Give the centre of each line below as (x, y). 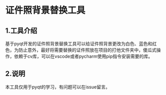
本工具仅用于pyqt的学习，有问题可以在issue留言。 (58, 87)
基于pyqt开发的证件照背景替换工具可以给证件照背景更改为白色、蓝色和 (79, 44)
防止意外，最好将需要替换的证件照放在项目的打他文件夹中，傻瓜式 (87, 50)
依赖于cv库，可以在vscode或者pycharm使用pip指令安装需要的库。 (84, 56)
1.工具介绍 (21, 31)
